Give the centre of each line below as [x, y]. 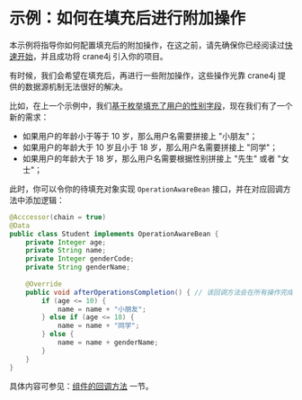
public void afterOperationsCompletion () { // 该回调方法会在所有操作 [153, 292]
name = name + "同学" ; [98, 326]
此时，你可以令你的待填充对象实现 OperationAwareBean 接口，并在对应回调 [146, 189]
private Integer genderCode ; [80, 259]
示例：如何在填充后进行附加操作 [128, 18]
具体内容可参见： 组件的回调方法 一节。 [81, 386]
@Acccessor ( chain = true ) [58, 217]
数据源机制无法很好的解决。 [76, 86]
